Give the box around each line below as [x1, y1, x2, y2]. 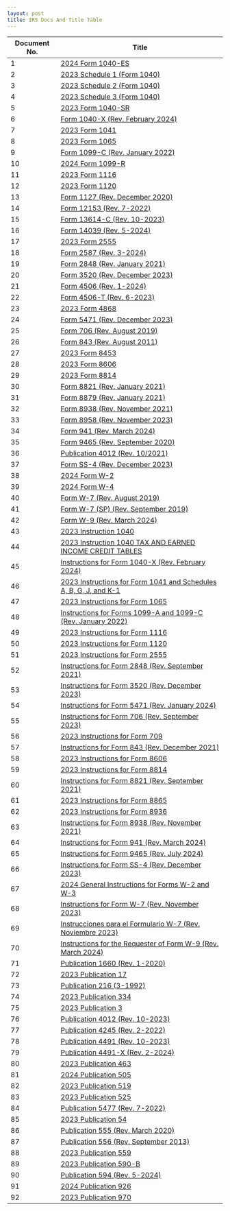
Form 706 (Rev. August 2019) [60, 326, 158, 335]
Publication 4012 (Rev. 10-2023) [60, 1014, 170, 1024]
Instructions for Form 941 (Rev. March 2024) [60, 837, 207, 847]
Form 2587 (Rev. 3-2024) [60, 248, 147, 257]
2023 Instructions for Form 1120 [60, 638, 168, 648]
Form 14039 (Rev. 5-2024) [60, 226, 151, 235]
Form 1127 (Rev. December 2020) [60, 192, 173, 202]
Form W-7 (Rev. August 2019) [60, 493, 160, 503]
